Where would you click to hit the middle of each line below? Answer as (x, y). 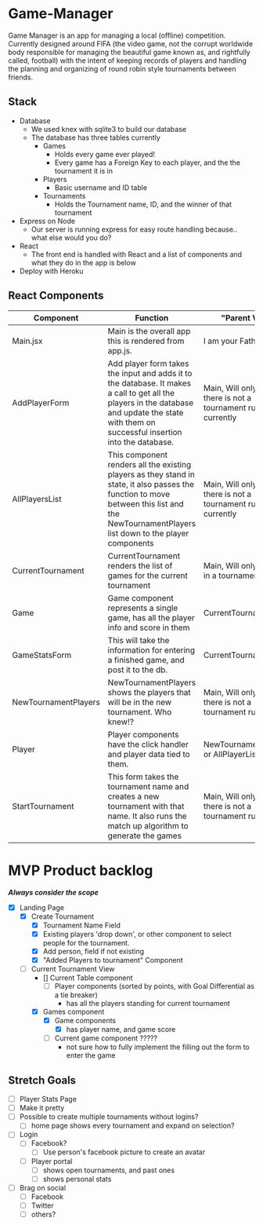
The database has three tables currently (95, 137)
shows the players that (150, 692)
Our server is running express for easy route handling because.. (134, 229)
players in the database (151, 403)
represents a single (143, 608)
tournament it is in (84, 170)
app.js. (120, 350)
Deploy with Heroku (51, 271)
